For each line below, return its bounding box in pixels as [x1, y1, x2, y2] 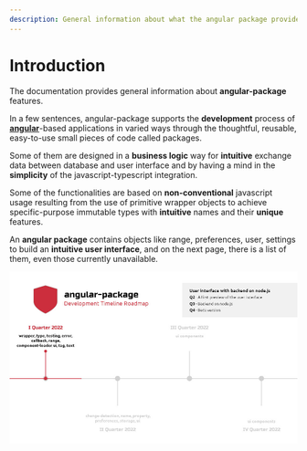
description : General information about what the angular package [9, 15, 268, 24]
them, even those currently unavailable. [9, 253, 158, 264]
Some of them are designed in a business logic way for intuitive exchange [9, 150, 292, 161]
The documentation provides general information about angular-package [9, 85, 287, 96]
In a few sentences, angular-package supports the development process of [9, 112, 295, 123]
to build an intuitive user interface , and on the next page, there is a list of [9, 243, 287, 255]
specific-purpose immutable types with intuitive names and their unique [9, 206, 284, 217]
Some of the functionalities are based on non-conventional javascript [9, 187, 273, 198]
